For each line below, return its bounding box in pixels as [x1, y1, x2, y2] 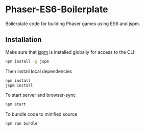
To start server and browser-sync [5, 92, 76, 98]
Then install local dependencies [5, 68, 72, 74]
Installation [5, 35, 42, 44]
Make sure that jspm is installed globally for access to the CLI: [5, 49, 136, 55]
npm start [5, 102, 27, 107]
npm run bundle [5, 121, 38, 126]
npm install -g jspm [5, 59, 50, 64]
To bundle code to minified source [5, 111, 78, 117]
